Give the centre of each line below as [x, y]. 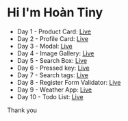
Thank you [22, 110]
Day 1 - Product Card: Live [54, 31]
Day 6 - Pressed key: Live [53, 68]
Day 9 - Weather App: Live [54, 90]
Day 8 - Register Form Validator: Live [69, 82]
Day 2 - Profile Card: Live [53, 38]
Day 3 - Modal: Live [45, 46]
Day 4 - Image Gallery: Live [55, 53]
